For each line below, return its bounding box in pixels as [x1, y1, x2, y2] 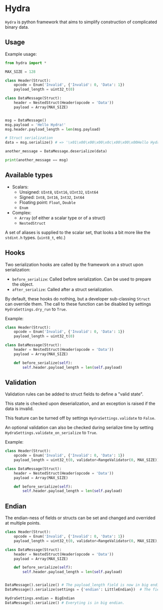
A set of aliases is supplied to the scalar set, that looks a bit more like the [5, 229, 151, 235]
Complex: [12, 210, 32, 215]
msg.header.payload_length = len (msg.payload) [5, 127, 101, 132]
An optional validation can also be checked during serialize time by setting [5, 425, 154, 430]
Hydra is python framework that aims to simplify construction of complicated [5, 19, 158, 25]
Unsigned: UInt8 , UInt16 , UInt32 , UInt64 [19, 189, 98, 195]
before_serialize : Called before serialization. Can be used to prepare [12, 276, 151, 282]
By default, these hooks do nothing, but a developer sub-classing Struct [5, 296, 150, 301]
